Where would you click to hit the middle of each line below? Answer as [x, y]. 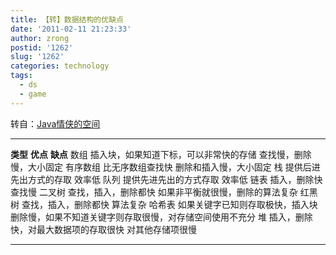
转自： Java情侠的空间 [55, 123]
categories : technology [60, 66]
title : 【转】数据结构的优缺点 [67, 19]
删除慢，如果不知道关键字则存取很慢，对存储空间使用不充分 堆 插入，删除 [161, 217]
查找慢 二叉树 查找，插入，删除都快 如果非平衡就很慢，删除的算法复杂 [154, 192]
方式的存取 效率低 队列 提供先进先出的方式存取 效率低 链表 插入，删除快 [175, 179]
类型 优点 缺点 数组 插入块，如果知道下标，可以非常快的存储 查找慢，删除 [161, 154]
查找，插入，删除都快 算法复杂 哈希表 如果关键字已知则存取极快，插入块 [169, 204]
